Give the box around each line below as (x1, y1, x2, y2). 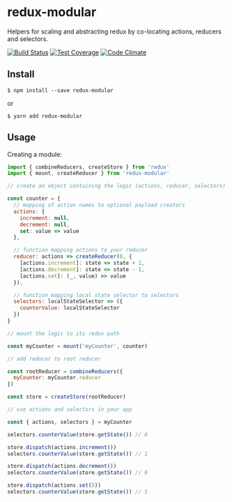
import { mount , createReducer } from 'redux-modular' (7, 170, 170, 177)
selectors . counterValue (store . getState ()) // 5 (7, 489, 148, 496)
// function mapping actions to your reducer (13, 247, 148, 254)
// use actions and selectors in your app (7, 406, 132, 413)
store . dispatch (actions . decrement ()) (7, 463, 117, 470)
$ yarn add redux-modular (7, 112, 82, 119)
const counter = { (7, 195, 61, 202)
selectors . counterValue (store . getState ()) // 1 (7, 450, 148, 457)
